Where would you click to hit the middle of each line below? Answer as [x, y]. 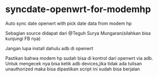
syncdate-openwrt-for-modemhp [78, 9]
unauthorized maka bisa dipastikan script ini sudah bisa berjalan [73, 69]
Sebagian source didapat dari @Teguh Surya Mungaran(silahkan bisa [78, 33]
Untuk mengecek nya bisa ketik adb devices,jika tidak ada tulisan [74, 63]
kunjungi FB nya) [23, 38]
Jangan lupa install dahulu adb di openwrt [49, 48]
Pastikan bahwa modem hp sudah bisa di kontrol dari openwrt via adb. [79, 58]
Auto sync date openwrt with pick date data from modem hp [69, 23]
